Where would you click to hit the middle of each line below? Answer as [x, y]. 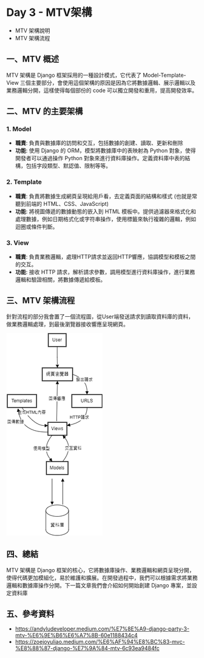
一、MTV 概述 [33, 59]
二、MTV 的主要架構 [45, 111]
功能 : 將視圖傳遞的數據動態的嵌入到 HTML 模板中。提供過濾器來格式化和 [105, 211]
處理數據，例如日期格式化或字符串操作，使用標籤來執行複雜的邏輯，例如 [105, 219]
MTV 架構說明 [32, 30]
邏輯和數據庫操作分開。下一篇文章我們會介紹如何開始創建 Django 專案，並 [99, 585]
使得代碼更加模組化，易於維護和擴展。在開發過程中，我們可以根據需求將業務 [102, 578]
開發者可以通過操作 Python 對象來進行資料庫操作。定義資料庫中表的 [100, 158]
